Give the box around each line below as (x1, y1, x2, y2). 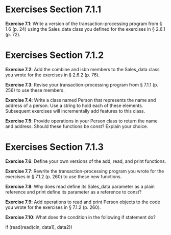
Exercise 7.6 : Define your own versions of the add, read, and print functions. (5, 158, 166, 164)
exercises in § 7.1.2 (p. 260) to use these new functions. (5, 173, 122, 180)
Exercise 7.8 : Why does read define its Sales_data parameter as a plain (5, 183, 155, 189)
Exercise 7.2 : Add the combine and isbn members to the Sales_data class (5, 66, 160, 72)
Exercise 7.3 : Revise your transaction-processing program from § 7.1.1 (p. (5, 81, 159, 88)
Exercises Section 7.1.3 (5, 141, 104, 153)
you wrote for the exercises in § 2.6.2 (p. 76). (5, 72, 100, 78)
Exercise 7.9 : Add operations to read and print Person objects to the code (5, 199, 161, 205)
